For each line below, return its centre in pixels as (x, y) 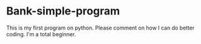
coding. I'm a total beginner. (41, 34)
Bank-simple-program (63, 11)
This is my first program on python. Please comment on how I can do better (100, 28)
